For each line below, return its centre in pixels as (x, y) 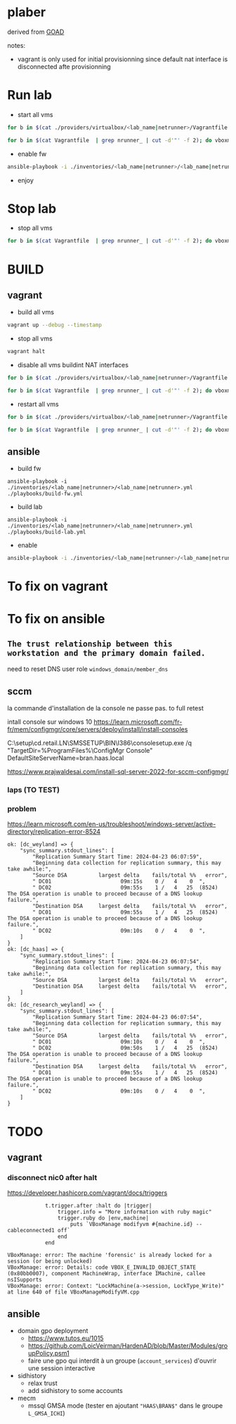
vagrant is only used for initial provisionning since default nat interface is (123, 59)
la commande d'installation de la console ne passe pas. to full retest (105, 708)
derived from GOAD (36, 32)
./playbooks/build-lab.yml (47, 532)
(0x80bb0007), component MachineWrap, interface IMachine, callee (106, 1274)
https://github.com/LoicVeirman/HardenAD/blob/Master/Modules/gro (128, 1346)
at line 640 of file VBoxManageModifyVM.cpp (73, 1292)
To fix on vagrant (58, 587)
